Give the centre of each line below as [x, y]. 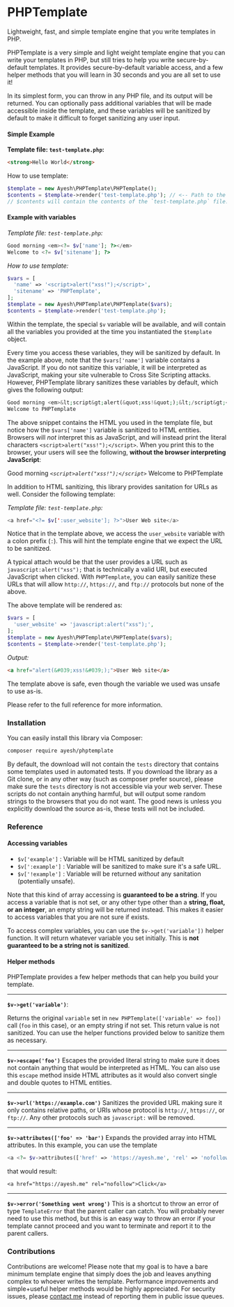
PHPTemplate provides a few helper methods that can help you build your [113, 977]
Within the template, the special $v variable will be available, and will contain [117, 324]
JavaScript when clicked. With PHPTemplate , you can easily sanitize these [112, 577]
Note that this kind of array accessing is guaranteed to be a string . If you [112, 895]
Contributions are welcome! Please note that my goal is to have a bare [108, 1266]
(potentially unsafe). [46, 881]
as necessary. [27, 1040]
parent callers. [28, 1234]
